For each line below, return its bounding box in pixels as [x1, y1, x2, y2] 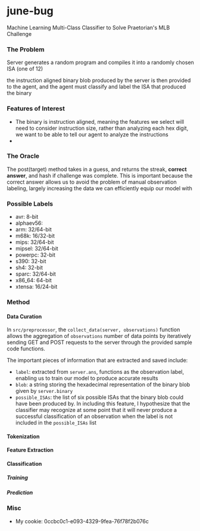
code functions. [7, 345, 45, 352]
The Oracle [7, 152, 40, 160]
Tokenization [7, 432, 40, 440]
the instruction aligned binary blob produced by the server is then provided [7, 77, 191, 84]
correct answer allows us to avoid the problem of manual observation [7, 178, 177, 185]
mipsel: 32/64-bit [15, 245, 58, 252]
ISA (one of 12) [7, 65, 43, 72]
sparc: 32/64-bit [15, 270, 56, 277]
